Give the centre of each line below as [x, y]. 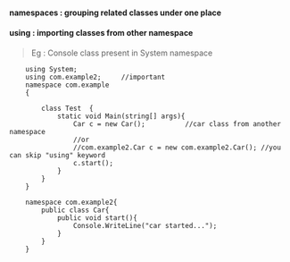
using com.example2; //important [95, 77]
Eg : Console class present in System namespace [122, 53]
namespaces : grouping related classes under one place [115, 13]
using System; [51, 69]
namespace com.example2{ [71, 202]
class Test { [67, 108]
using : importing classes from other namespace [101, 33]
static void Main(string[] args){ [121, 116]
